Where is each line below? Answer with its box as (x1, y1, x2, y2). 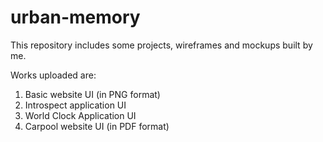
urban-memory (10, 6, 141, 29)
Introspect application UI (24, 99, 127, 111)
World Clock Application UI (24, 109, 137, 121)
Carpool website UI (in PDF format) (24, 120, 170, 132)
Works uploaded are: (10, 69, 97, 81)
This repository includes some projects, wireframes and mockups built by (10, 39, 313, 51)
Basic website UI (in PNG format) (24, 88, 161, 100)
